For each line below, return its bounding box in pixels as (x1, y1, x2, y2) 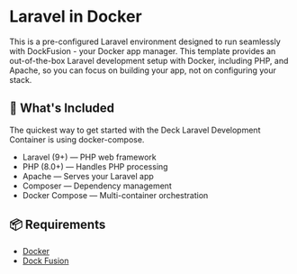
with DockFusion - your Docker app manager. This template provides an (9, 45, 276, 56)
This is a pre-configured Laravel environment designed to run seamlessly (9, 36, 281, 47)
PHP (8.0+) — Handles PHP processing (22, 160, 168, 172)
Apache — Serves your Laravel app (22, 170, 155, 181)
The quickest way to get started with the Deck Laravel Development (9, 124, 261, 135)
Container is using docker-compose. (9, 133, 145, 145)
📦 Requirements (9, 217, 106, 233)
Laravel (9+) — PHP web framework (22, 151, 157, 162)
